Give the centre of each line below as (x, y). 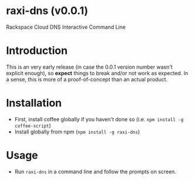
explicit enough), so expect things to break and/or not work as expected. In (97, 73)
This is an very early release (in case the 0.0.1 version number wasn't (89, 67)
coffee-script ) (33, 125)
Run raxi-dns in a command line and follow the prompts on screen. (95, 172)
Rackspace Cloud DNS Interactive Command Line (66, 27)
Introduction (37, 51)
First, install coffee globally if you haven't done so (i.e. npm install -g (99, 119)
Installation (34, 103)
